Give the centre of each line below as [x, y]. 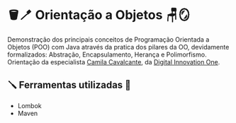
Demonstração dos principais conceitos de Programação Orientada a [108, 39]
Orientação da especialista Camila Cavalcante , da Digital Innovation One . [114, 61]
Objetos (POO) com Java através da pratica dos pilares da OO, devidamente [118, 47]
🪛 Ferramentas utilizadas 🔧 [69, 85]
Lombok [30, 105]
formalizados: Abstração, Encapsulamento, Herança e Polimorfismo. [107, 54]
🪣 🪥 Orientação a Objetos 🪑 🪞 [99, 15]
